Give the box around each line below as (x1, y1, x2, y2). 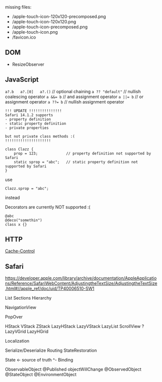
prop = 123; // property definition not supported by (14, 151, 151, 156)
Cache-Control (5, 248, 35, 254)
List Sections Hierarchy (5, 295, 52, 301)
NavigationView (5, 304, 36, 310)
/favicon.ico (12, 34, 36, 40)
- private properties (5, 125, 49, 130)
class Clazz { (5, 146, 34, 152)
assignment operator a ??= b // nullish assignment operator (5, 99, 125, 104)
